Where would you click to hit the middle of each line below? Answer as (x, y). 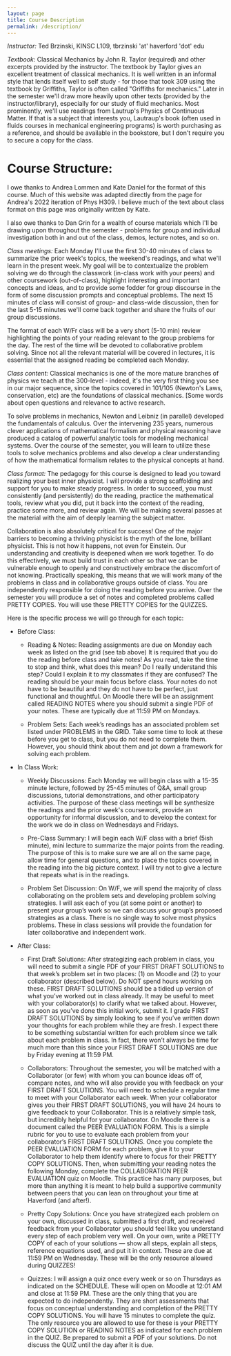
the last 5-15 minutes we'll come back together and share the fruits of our (111, 310)
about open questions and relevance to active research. (86, 403)
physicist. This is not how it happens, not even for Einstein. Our (97, 546)
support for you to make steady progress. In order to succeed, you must (110, 488)
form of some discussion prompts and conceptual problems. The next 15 (110, 295)
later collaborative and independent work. (87, 933)
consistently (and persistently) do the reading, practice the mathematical (110, 496)
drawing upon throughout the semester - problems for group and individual (114, 230)
